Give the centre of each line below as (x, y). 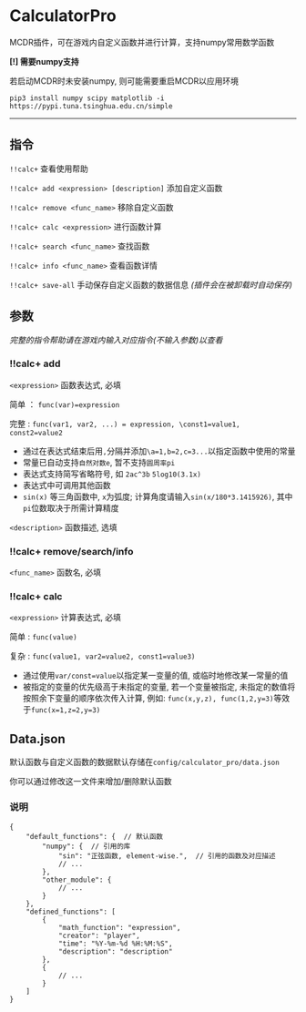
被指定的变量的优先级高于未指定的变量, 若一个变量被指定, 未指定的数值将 (159, 687)
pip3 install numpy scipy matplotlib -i (87, 98)
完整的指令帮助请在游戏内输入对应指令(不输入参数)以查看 (116, 340)
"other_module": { (77, 880)
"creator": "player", (99, 935)
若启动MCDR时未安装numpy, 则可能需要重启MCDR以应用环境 (124, 81)
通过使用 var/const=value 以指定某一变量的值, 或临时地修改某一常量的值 (155, 676)
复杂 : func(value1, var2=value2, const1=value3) (102, 656)
